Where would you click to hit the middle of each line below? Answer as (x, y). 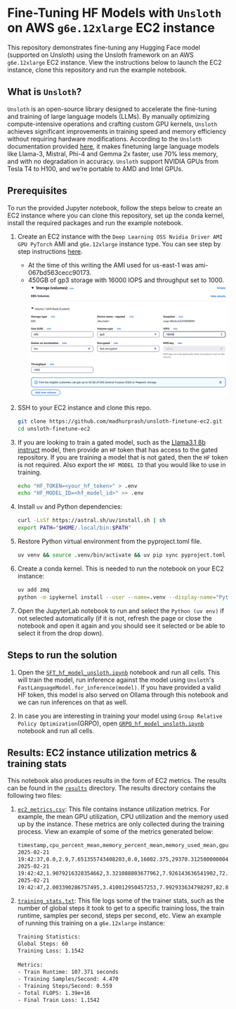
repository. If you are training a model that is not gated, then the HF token (123, 457)
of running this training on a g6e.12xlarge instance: (91, 923)
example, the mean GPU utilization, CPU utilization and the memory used (123, 817)
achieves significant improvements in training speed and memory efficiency (117, 131)
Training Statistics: (49, 937)
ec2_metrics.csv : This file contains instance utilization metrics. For (114, 809)
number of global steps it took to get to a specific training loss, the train (121, 908)
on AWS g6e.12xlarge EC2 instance (111, 28)
